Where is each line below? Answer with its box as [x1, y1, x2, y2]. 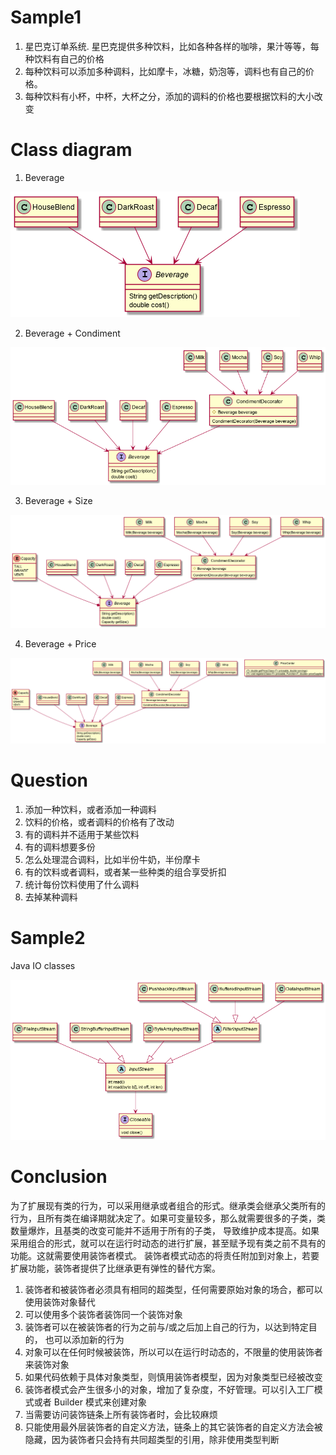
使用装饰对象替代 [24, 1296, 96, 1308]
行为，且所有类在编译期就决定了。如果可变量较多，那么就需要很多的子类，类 [10, 1212, 326, 1224]
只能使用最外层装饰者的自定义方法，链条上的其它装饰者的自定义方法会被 [24, 1421, 323, 1433]
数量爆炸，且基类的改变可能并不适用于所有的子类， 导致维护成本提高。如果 [10, 1225, 320, 1236]
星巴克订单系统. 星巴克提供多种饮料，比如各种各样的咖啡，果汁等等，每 [24, 40, 320, 52]
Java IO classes [10, 959, 76, 971]
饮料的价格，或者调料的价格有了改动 [24, 816, 175, 828]
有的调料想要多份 [24, 841, 96, 853]
